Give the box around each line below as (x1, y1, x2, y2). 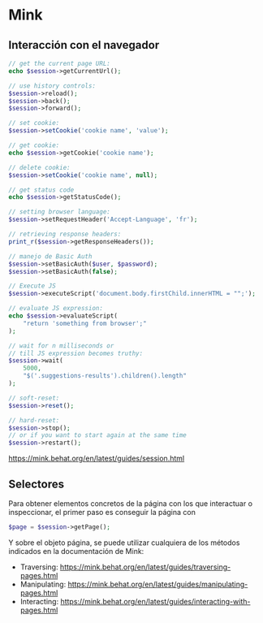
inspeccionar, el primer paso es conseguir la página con (8, 507, 196, 517)
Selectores (8, 477, 65, 491)
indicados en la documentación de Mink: (8, 546, 144, 556)
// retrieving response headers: (8, 230, 122, 238)
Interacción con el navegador (8, 38, 160, 52)
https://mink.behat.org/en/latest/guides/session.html (8, 453, 185, 464)
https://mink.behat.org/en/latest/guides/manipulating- (67, 579, 248, 589)
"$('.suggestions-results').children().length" (23, 372, 187, 380)
